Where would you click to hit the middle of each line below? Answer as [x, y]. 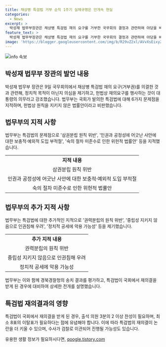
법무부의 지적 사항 [31, 122]
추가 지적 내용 [46, 239]
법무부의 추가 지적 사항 [38, 207]
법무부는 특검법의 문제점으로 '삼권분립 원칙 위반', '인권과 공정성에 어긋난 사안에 [81, 135]
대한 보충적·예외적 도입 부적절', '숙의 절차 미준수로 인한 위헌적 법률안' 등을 [76, 141]
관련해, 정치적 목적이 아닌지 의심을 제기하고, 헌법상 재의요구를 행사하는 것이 [83, 93]
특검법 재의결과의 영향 [37, 303]
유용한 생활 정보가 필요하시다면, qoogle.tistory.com [55, 339]
